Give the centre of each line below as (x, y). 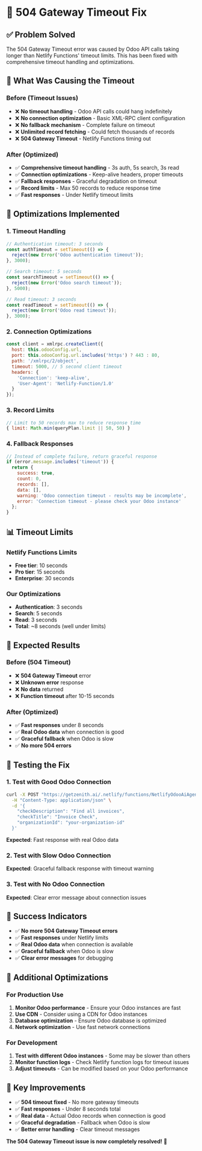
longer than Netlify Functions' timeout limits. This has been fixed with (92, 56)
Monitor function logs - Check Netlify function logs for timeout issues (102, 1062)
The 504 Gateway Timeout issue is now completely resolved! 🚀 (87, 1141)
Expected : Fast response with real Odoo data (63, 839)
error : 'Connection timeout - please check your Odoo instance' (99, 501)
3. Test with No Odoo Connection (56, 884)
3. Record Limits (30, 410)
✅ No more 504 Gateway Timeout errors (66, 931)
